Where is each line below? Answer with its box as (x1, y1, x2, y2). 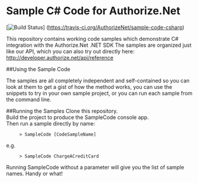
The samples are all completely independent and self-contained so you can (6, 77, 190, 84)
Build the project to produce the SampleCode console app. (6, 114, 149, 121)
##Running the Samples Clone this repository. (6, 107, 118, 114)
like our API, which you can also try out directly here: (6, 47, 135, 54)
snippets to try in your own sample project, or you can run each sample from (6, 89, 193, 97)
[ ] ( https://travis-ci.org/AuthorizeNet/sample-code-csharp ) (6, 24, 185, 31)
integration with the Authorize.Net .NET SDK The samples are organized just (6, 41, 192, 49)
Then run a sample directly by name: (6, 120, 96, 127)
